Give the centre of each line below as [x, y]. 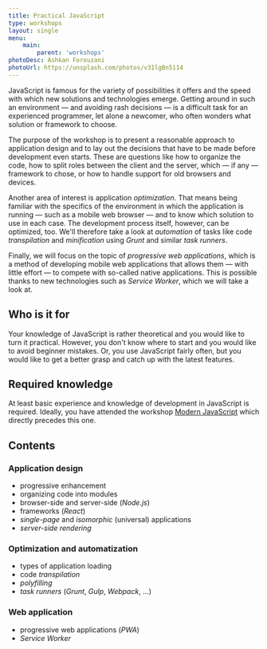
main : [32, 46]
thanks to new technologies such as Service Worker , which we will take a [128, 281]
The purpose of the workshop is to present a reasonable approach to [122, 140]
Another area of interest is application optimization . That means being [123, 197]
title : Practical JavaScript [57, 16]
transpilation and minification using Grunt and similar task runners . [118, 239]
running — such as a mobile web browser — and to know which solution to [131, 214]
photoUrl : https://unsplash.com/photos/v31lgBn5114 [96, 68]
